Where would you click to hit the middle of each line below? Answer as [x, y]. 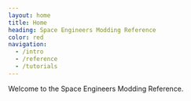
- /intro [29, 52]
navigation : [28, 45]
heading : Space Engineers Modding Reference [82, 30]
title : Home [28, 23]
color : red [26, 37]
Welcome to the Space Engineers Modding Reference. [96, 88]
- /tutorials [37, 67]
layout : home [29, 15]
